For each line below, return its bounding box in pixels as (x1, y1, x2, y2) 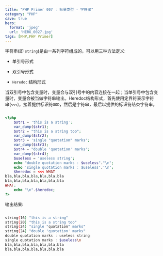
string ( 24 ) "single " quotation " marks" (5, 224, 86, 229)
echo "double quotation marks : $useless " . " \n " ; (14, 160, 114, 165)
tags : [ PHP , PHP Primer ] (5, 34, 53, 39)
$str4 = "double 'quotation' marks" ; (14, 147, 90, 152)
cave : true (5, 16, 27, 21)
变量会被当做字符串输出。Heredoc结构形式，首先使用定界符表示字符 (17, 95, 154, 101)
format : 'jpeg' (9, 25, 40, 30)
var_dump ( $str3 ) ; (14, 143, 49, 147)
